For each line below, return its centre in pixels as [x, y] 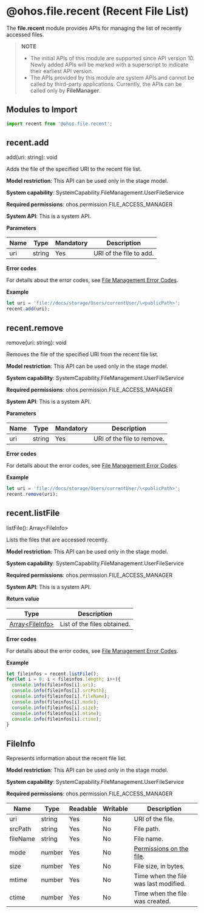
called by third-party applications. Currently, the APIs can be [106, 84]
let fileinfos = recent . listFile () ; [53, 674]
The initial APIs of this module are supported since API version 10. [112, 58]
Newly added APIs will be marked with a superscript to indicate [109, 65]
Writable [116, 809]
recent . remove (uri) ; [32, 494]
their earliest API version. [62, 71]
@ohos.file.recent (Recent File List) [98, 11]
